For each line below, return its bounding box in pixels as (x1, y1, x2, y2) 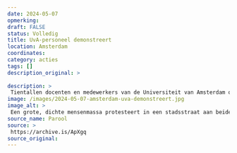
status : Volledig (7, 30, 59, 37)
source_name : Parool (7, 115, 68, 122)
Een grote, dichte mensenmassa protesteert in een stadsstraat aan (10, 109, 213, 116)
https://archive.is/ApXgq (10, 128, 87, 135)
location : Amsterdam (7, 43, 68, 50)
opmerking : (7, 17, 39, 24)
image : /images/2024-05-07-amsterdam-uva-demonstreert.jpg (7, 96, 185, 103)
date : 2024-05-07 (7, 10, 59, 18)
